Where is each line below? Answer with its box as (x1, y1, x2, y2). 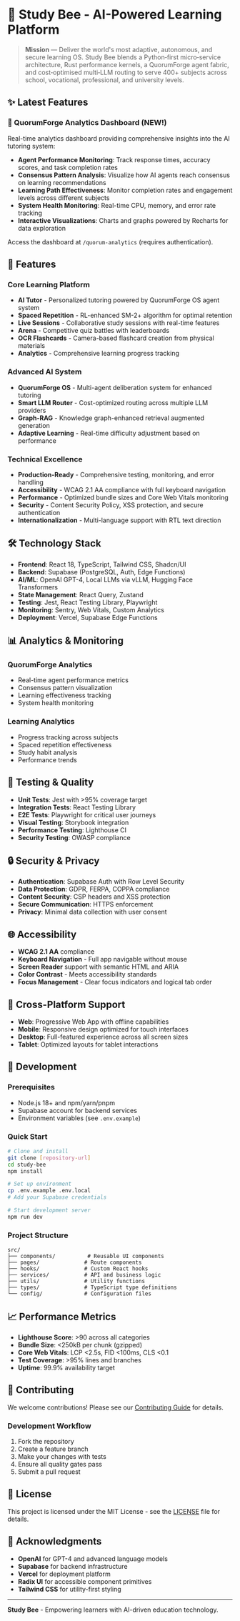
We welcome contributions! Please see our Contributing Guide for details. (7, 1403, 224, 1412)
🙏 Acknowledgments (7, 1535, 102, 1547)
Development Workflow (7, 1421, 91, 1431)
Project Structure (7, 1230, 69, 1240)
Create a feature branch (17, 1445, 89, 1453)
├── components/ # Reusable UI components (7, 1253, 164, 1260)
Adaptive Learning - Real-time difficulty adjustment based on (17, 429, 200, 437)
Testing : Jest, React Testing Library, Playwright (17, 598, 158, 607)
